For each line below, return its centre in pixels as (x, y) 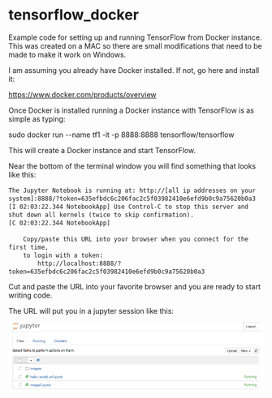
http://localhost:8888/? (80, 263)
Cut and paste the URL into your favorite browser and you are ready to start (135, 286)
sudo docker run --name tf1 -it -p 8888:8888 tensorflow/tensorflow (121, 135)
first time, (28, 247)
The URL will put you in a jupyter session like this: (91, 310)
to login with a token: (63, 255)
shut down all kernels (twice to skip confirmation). (101, 215)
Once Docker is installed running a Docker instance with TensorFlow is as (131, 110)
